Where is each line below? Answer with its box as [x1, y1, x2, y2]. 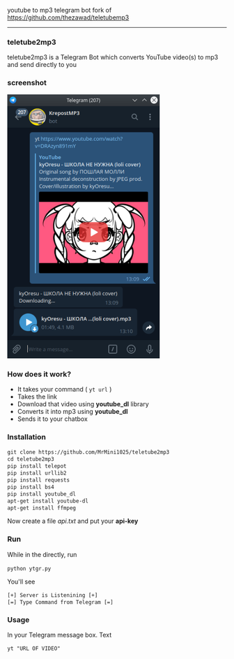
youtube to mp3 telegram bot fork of [7, 6, 112, 14]
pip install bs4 [7, 484, 54, 491]
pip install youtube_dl [7, 491, 77, 498]
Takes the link [17, 392, 58, 401]
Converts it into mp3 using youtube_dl [17, 408, 128, 416]
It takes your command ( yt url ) [17, 385, 112, 394]
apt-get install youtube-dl [7, 498, 89, 505]
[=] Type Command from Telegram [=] [7, 598, 114, 606]
